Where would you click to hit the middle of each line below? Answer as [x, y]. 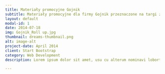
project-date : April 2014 [31, 46]
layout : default [22, 19]
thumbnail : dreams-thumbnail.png [39, 37]
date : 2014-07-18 [23, 28]
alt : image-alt [21, 42]
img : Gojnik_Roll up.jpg [30, 32]
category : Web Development [33, 55]
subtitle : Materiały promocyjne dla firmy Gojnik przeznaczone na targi [81, 14]
